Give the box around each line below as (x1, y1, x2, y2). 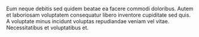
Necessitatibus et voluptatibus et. (6, 24, 89, 31)
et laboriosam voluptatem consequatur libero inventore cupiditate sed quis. (6, 11, 191, 18)
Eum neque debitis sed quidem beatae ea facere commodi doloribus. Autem (6, 5, 194, 12)
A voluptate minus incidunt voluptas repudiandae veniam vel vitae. (6, 18, 170, 24)
